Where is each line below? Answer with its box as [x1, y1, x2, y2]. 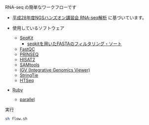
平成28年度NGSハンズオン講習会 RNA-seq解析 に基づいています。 [12, 15, 147, 21]
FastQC [19, 46, 36, 52]
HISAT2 [19, 57, 36, 62]
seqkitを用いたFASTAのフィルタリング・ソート [27, 41, 122, 47]
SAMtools [19, 62, 40, 68]
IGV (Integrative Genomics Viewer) [19, 67, 90, 73]
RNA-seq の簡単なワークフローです [5, 4, 76, 10]
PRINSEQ [19, 51, 38, 57]
